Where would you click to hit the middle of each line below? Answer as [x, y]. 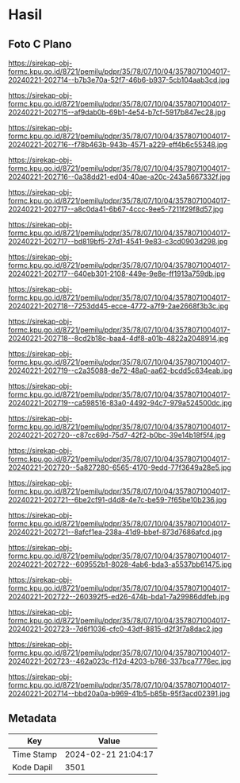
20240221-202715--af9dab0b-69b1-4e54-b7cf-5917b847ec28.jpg [117, 112]
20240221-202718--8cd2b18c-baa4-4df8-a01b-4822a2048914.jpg [118, 338]
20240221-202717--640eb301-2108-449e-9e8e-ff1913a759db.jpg [117, 273]
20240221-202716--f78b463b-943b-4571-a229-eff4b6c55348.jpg [118, 144]
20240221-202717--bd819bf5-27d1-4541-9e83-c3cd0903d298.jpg [118, 241]
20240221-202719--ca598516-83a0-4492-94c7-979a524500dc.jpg [120, 403]
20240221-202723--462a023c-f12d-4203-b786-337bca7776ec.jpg [120, 661]
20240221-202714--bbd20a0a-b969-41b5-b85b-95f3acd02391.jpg [119, 694]
